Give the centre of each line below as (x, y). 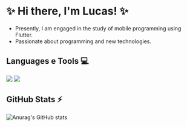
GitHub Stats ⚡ (34, 99)
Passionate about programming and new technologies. (83, 41)
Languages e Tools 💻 (48, 61)
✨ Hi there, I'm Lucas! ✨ (67, 11)
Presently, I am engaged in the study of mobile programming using (98, 28)
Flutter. (24, 35)
